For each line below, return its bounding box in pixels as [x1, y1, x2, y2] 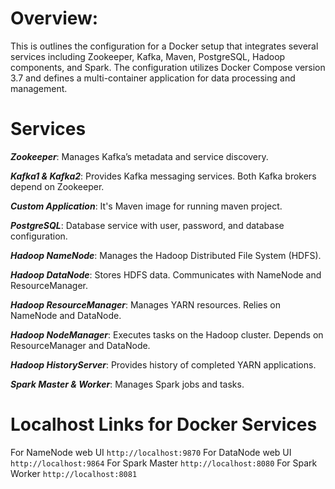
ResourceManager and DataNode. [10, 339, 151, 351]
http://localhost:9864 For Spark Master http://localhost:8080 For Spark [10, 457, 318, 469]
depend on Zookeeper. [10, 180, 105, 192]
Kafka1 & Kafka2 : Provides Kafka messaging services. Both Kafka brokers [10, 170, 317, 182]
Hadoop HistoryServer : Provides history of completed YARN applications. [10, 358, 317, 371]
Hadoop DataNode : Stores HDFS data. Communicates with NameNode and [10, 268, 322, 281]
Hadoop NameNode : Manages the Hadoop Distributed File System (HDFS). [10, 249, 322, 261]
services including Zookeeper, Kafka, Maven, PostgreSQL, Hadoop [10, 50, 286, 62]
